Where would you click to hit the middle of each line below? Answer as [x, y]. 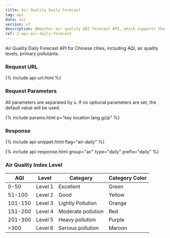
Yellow [117, 195]
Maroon [118, 228]
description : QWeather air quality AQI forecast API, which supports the [85, 29]
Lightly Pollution [78, 203]
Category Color [128, 178]
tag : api [15, 15]
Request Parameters [31, 91]
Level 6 [45, 228]
